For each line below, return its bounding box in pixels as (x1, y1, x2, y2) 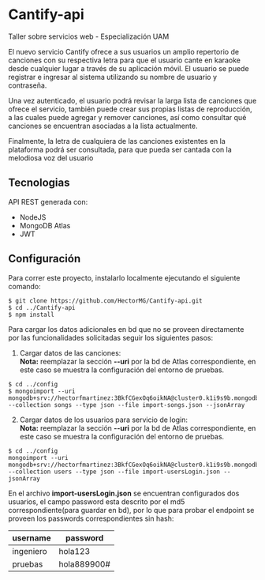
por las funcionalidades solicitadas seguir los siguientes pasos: (8, 333, 214, 342)
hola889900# (58, 559, 110, 570)
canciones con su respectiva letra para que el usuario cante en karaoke (8, 55, 241, 65)
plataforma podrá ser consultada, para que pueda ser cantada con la (8, 145, 232, 154)
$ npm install (8, 311, 55, 318)
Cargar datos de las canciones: (19, 348, 121, 357)
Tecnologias (8, 176, 70, 190)
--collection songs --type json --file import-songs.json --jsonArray (8, 401, 245, 409)
